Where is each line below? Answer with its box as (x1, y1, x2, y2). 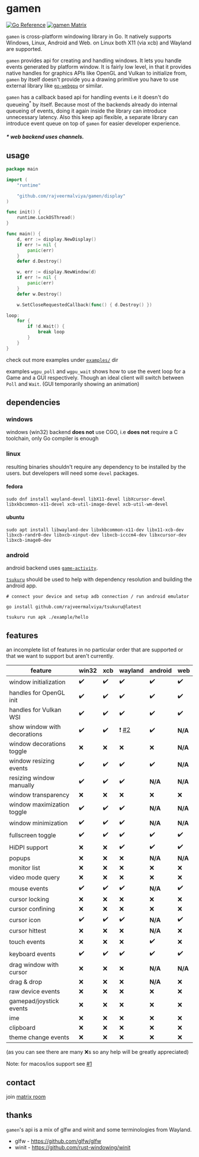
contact (6, 1077, 36, 1088)
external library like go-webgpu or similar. (6, 82, 104, 89)
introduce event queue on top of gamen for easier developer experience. (6, 120, 181, 127)
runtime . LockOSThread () (17, 215, 76, 221)
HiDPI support (9, 843, 49, 851)
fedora (6, 483, 23, 490)
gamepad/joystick (9, 997, 59, 1005)
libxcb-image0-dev (6, 538, 52, 544)
